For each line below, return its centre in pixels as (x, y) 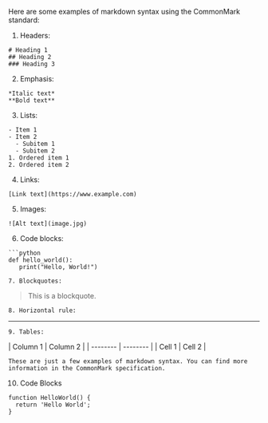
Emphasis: (37, 79)
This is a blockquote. (62, 296)
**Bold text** (32, 101)
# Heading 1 (28, 50)
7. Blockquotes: (35, 281)
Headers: (35, 36)
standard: (24, 20)
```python (25, 253)
